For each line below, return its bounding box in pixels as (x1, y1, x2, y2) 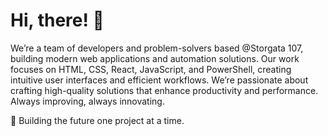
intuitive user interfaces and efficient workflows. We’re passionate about (10, 74, 309, 86)
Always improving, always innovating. (10, 95, 165, 107)
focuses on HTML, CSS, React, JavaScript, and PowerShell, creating (10, 63, 292, 75)
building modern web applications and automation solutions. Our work (10, 52, 300, 64)
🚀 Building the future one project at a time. (10, 114, 185, 126)
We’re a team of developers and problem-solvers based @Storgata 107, (10, 42, 304, 54)
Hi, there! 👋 (10, 9, 105, 32)
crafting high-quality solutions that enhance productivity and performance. (10, 84, 319, 96)
